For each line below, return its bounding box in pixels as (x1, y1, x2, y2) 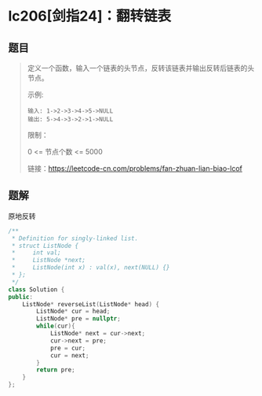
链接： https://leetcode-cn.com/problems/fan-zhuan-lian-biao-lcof (27, 164, 243, 173)
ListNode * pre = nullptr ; (36, 315, 122, 323)
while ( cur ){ (36, 322, 76, 331)
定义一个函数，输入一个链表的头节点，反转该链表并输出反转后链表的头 (27, 64, 255, 72)
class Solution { (8, 285, 65, 294)
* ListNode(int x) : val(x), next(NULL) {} (11, 264, 170, 272)
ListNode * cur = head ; (36, 308, 111, 316)
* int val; (11, 249, 61, 257)
